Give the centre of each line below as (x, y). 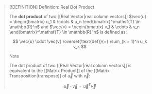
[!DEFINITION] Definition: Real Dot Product (52, 7)
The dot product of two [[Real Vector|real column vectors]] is (70, 66)
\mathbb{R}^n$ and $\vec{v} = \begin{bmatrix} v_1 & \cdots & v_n (74, 27)
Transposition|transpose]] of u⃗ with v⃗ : (50, 76)
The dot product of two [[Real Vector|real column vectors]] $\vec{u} (78, 16)
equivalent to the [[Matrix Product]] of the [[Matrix (59, 71)
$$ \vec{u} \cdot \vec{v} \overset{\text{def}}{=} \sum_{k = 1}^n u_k (80, 41)
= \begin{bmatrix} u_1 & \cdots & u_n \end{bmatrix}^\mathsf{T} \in (75, 22)
